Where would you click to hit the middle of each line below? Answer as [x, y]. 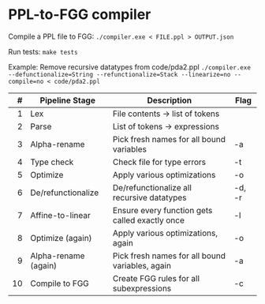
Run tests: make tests [43, 51]
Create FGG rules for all [156, 278]
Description [170, 100]
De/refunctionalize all [152, 187]
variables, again [142, 265]
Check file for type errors [160, 162]
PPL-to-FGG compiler [80, 15]
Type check [52, 162]
